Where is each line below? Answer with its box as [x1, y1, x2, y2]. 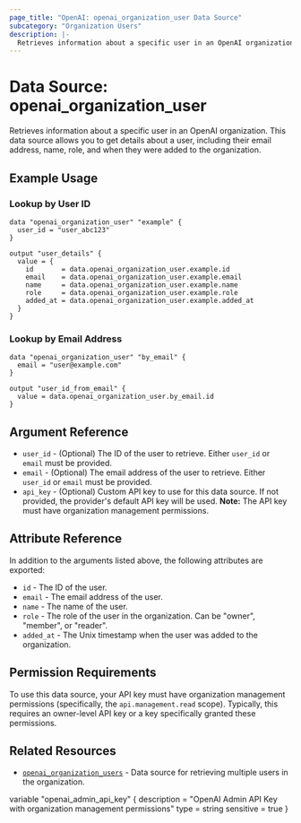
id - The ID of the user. [21, 582, 107, 593]
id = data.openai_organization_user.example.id [25, 264, 230, 273]
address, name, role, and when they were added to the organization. [9, 144, 262, 155]
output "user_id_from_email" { [9, 385, 126, 394]
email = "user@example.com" [17, 360, 123, 370]
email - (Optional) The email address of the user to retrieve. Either [21, 467, 266, 478]
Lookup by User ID [9, 197, 91, 210]
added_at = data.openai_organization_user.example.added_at [25, 296, 254, 305]
